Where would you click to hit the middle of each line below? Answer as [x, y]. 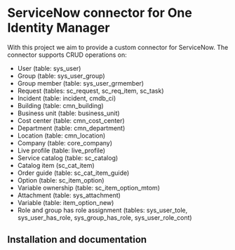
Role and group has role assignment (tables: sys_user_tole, [102, 210]
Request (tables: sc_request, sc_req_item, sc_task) [90, 91]
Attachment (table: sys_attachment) [69, 195]
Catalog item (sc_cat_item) [56, 165]
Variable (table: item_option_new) [66, 202]
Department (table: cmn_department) [71, 128]
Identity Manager [59, 28]
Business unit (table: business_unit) [69, 113]
